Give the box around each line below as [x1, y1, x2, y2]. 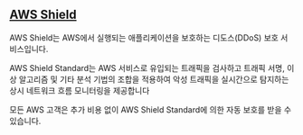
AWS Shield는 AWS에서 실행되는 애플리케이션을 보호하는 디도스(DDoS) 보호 [9, 31, 279, 43]
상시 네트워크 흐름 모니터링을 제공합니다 [9, 85, 150, 95]
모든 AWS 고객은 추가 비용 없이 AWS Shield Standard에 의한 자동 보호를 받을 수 [9, 103, 292, 115]
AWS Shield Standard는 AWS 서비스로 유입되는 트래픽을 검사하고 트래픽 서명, [9, 62, 285, 73]
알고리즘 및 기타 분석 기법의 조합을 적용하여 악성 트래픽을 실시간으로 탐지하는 [18, 74, 289, 85]
